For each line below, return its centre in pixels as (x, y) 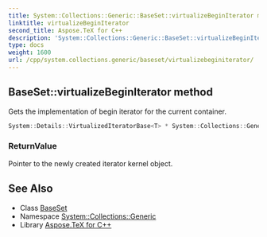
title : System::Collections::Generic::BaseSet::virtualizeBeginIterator (131, 16)
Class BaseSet (43, 208)
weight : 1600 (30, 52)
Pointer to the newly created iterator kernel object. (91, 163)
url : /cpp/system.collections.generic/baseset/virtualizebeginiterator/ (131, 60)
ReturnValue (33, 146)
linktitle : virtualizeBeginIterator (69, 23)
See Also (31, 189)
